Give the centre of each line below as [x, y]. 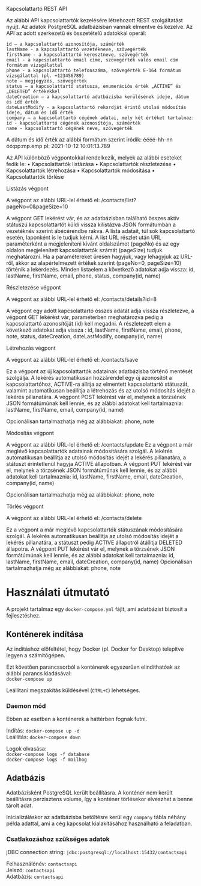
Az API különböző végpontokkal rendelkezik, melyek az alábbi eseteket [94, 158]
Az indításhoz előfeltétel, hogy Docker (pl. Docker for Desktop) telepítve [95, 649]
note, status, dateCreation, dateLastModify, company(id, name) [85, 336]
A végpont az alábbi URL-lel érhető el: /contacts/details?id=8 [82, 299]
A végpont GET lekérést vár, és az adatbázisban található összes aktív [93, 218]
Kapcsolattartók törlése [35, 177]
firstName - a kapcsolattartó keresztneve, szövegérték [77, 55]
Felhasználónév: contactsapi [42, 864]
